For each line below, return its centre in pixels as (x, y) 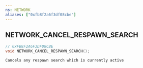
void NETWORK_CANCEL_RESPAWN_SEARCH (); (48, 51)
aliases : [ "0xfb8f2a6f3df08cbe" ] (41, 15)
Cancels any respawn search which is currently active (65, 60)
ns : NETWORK (18, 10)
